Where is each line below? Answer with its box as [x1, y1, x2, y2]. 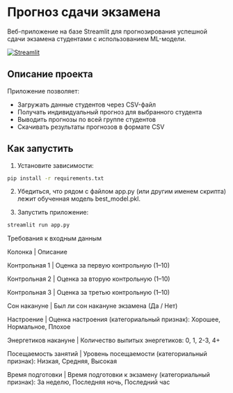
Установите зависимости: [17, 161, 94, 169]
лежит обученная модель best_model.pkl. [17, 194, 141, 203]
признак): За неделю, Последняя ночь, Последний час [7, 378, 170, 387]
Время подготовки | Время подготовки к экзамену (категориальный [7, 371, 211, 379]
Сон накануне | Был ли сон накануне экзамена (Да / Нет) [7, 302, 178, 310]
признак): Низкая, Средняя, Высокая [7, 357, 117, 366]
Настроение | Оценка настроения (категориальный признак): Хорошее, [7, 315, 220, 324]
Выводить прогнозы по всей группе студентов [17, 115, 156, 123]
